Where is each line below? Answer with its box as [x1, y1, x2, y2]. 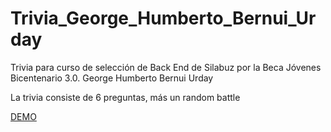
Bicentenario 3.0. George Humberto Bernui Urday [10, 72, 214, 84]
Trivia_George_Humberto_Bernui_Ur [10, 7, 317, 30]
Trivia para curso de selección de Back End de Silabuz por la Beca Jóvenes [10, 61, 322, 73]
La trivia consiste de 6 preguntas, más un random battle [10, 91, 241, 103]
